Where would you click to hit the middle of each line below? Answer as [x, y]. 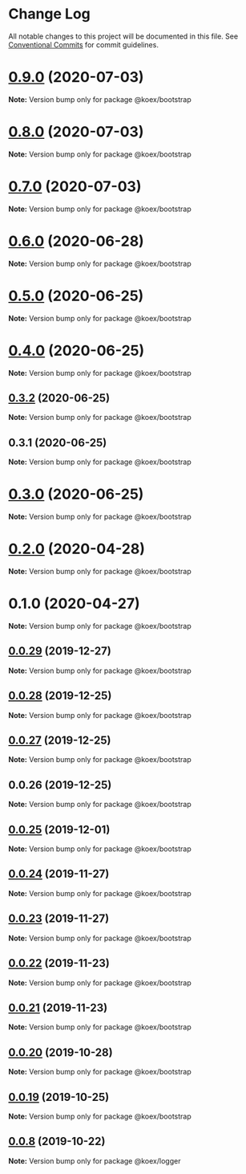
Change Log [49, 14]
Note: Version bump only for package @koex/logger [95, 1160]
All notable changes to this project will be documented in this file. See [123, 36]
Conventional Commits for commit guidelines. [83, 44]
